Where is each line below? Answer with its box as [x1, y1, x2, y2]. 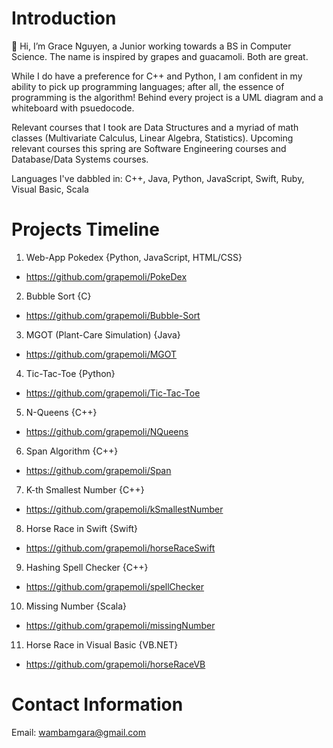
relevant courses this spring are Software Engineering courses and [11, 142, 287, 154]
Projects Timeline [11, 218, 160, 241]
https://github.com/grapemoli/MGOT [25, 348, 178, 360]
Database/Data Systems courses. [11, 153, 149, 165]
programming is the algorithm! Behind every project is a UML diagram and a [11, 91, 324, 103]
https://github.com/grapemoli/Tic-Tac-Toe [25, 387, 201, 399]
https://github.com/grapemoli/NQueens [25, 425, 189, 437]
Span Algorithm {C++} [25, 445, 119, 457]
